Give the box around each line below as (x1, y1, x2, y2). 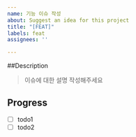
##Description (7, 62, 49, 70)
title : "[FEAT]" (7, 23, 54, 30)
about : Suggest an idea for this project (7, 17, 130, 24)
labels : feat (7, 29, 45, 37)
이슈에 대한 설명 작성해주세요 (24, 76, 103, 85)
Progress (7, 96, 47, 108)
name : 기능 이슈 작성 (7, 10, 61, 17)
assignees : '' (7, 36, 49, 43)
